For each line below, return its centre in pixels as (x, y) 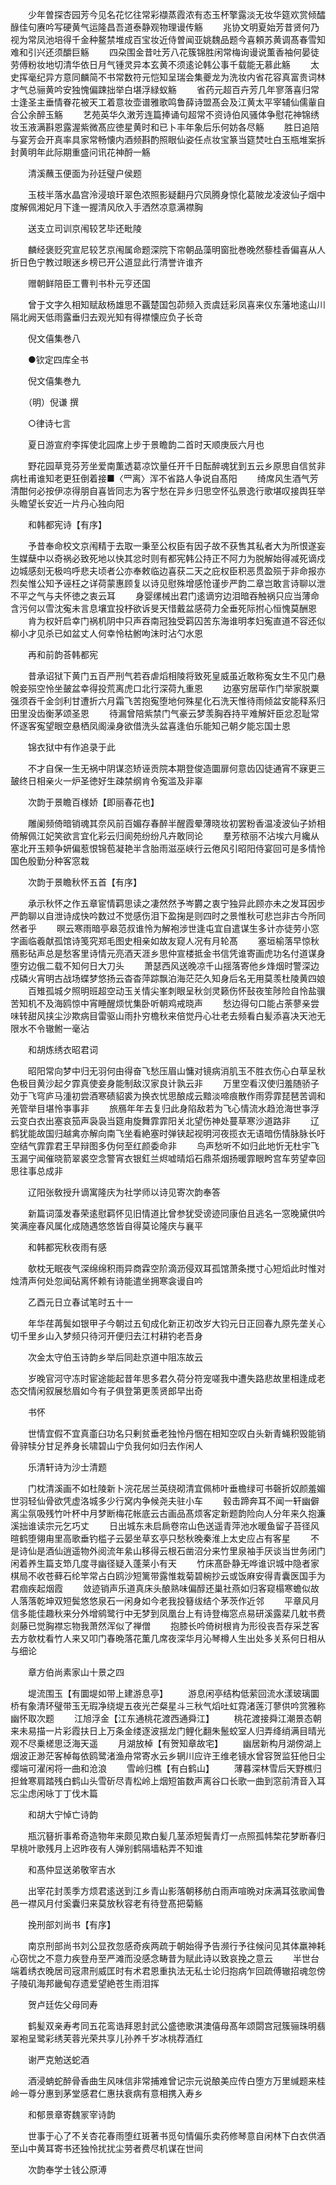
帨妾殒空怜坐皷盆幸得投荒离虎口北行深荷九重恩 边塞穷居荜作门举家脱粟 (165, 688)
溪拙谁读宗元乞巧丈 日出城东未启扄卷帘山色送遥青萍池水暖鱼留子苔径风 (165, 1526)
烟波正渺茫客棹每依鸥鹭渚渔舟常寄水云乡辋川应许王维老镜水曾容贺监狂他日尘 (168, 1756)
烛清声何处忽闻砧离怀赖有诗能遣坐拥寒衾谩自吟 (106, 1281)
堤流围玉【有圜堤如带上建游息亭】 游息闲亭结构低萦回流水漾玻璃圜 (173, 1693)
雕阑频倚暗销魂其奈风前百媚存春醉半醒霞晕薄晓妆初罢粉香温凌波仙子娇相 (176, 823)
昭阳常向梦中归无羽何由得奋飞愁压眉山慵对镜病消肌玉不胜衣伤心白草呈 (172, 1071)
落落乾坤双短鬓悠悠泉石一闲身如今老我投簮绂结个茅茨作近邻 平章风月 (169, 1601)
